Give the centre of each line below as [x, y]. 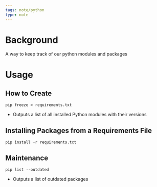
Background [32, 40]
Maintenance [27, 158]
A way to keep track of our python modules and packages [66, 54]
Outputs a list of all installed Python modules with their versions [80, 115]
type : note [17, 15]
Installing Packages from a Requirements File [79, 130]
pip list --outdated [27, 170]
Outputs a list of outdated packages [50, 179]
